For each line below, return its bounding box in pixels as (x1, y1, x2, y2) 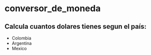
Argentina (11, 40, 32, 46)
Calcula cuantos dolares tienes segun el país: (4, 22, 147, 31)
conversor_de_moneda (4, 3, 101, 14)
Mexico (11, 46, 27, 51)
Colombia (11, 35, 31, 41)
